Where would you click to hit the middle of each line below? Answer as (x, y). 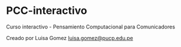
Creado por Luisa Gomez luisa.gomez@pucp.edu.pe (70, 38)
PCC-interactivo (47, 11)
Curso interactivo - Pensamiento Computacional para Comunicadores (91, 27)
